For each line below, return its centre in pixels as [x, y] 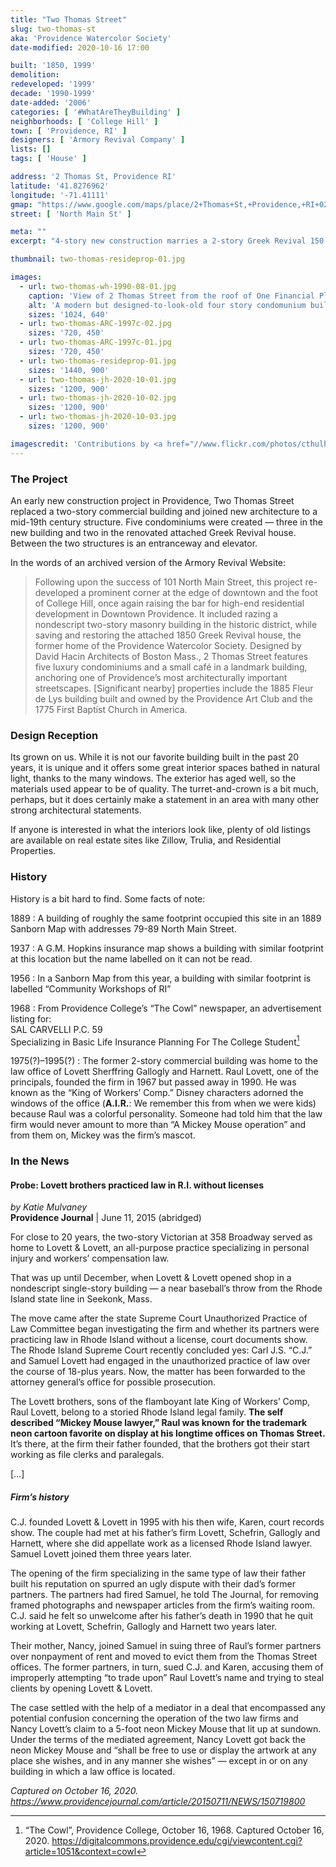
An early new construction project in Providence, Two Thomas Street [152, 500]
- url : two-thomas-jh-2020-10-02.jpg [98, 398]
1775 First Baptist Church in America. [111, 709]
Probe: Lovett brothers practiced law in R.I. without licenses [137, 1185]
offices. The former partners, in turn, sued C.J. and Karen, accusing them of [167, 1667]
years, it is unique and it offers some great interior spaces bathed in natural [165, 768]
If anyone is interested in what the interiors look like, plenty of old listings [160, 830]
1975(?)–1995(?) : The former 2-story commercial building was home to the [164, 1061]
